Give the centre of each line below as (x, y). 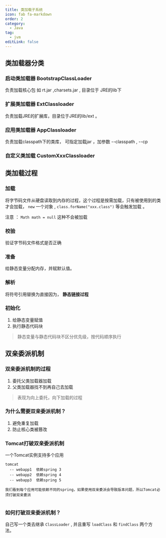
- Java (16, 28)
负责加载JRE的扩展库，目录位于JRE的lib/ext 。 (52, 116)
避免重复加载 (25, 423)
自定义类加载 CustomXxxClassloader (50, 155)
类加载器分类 (25, 63)
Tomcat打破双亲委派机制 (35, 443)
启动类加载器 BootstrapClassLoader (49, 79)
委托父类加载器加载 (32, 381)
